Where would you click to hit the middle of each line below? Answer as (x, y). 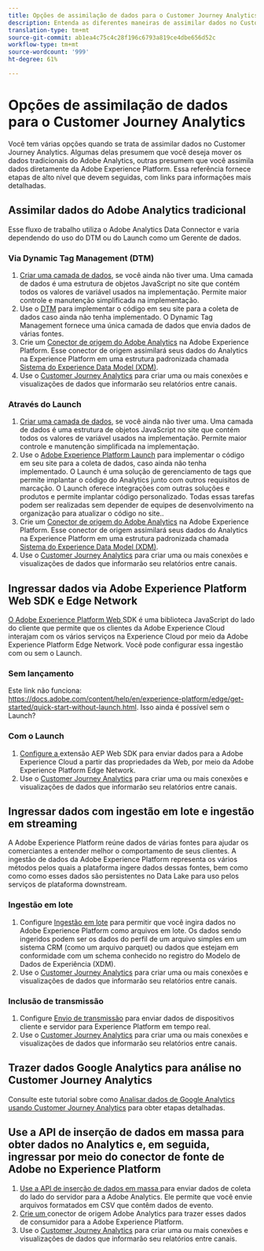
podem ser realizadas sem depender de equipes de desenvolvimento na (136, 505)
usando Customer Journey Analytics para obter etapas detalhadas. (117, 1108)
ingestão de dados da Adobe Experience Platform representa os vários (123, 860)
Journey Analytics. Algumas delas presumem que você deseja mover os (125, 152)
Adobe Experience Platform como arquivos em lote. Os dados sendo (130, 931)
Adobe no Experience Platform (84, 1170)
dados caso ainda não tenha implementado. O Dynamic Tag (116, 316)
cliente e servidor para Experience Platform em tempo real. (115, 1027)
